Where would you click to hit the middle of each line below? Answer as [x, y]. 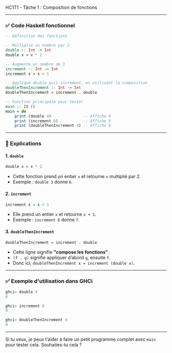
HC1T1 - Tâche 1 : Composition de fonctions [51, 7]
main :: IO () [20, 106]
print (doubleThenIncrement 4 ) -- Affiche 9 [63, 126]
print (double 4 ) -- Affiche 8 [63, 116]
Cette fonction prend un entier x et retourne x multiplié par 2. [77, 176]
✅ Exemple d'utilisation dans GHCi [49, 281]
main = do [16, 111]
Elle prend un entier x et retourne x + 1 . [54, 214]
